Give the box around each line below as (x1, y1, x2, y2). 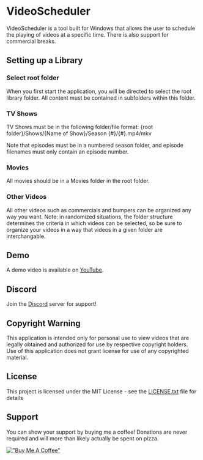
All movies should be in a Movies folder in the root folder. (6, 177, 150, 185)
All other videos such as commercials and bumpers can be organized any (6, 206, 191, 213)
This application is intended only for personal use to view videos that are (6, 334, 190, 341)
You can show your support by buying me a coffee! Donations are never (6, 428, 188, 436)
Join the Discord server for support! (6, 300, 97, 308)
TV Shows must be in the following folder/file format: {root (6, 123, 153, 130)
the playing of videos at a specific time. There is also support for (6, 31, 169, 38)
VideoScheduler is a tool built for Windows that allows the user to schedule (6, 24, 196, 32)
